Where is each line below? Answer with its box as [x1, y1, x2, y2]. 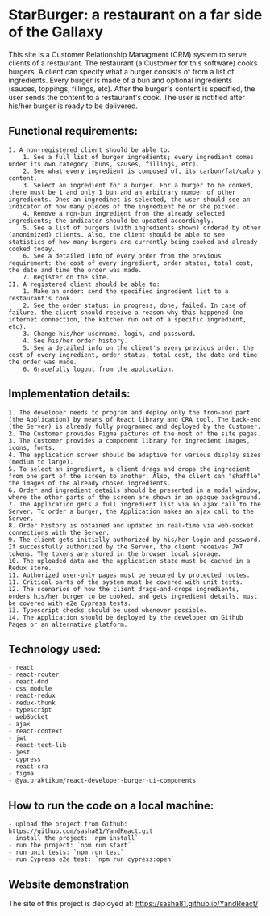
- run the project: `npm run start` [8, 842, 131, 850]
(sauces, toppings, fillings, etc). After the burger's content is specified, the [8, 83, 255, 94]
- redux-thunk [8, 699, 56, 708]
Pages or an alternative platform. [8, 620, 128, 628]
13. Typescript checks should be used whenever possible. [8, 606, 207, 615]
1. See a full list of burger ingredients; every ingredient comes [23, 153, 254, 161]
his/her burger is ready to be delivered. [8, 101, 139, 111]
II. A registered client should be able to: [8, 280, 160, 288]
